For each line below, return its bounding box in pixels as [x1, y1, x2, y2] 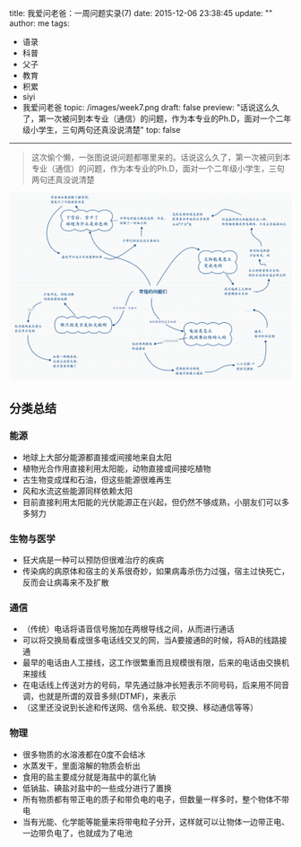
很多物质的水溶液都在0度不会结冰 [21, 748, 146, 760]
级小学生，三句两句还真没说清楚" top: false [21, 125, 181, 135]
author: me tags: [9, 18, 70, 29]
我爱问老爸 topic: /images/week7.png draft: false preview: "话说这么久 [21, 102, 280, 112]
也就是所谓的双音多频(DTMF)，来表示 [38, 691, 176, 702]
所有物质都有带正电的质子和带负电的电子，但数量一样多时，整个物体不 [21, 793, 282, 805]
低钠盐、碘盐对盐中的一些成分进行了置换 [21, 782, 172, 793]
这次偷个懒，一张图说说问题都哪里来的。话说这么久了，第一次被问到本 [30, 152, 291, 162]
